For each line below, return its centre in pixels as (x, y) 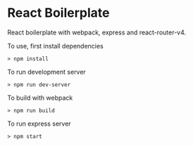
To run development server (46, 72)
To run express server (39, 124)
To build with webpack (40, 98)
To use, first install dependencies (55, 46)
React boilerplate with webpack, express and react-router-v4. (97, 32)
